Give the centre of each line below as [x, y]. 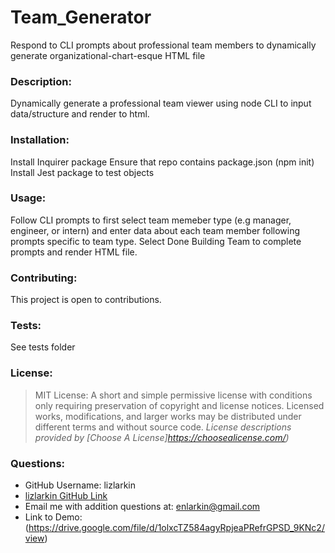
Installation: [40, 140]
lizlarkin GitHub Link [66, 496]
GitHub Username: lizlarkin [80, 485]
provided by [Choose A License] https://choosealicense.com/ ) [162, 437]
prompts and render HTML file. [74, 252]
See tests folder [43, 347]
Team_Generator [81, 17]
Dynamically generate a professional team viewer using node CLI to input [161, 103]
